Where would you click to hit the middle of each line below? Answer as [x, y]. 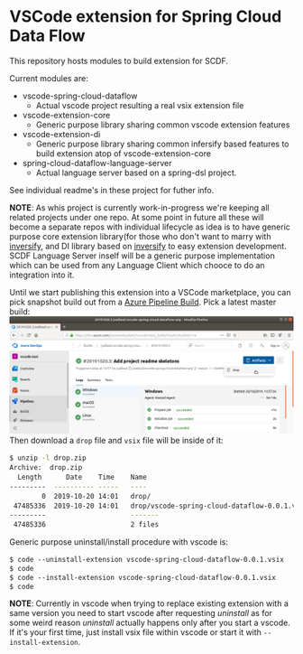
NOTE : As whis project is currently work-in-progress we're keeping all [139, 207]
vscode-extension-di [61, 134]
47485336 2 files [86, 525]
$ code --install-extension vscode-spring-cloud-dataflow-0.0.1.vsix [143, 578]
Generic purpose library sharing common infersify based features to [163, 144]
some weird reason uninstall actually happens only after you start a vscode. [150, 623]
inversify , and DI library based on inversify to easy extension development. [148, 246]
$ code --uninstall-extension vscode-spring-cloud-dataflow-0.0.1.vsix [147, 560]
